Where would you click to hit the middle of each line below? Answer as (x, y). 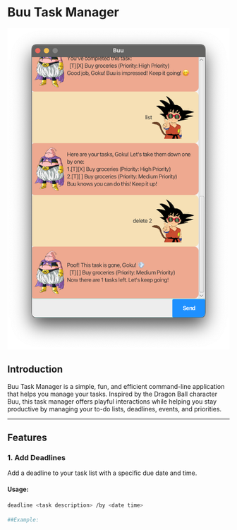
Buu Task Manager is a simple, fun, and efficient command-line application (116, 386)
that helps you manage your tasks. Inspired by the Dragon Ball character (112, 394)
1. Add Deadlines (36, 458)
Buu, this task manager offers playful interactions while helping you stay (112, 401)
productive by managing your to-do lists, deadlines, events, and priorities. (115, 409)
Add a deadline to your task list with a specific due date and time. (102, 473)
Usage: (18, 489)
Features (27, 438)
